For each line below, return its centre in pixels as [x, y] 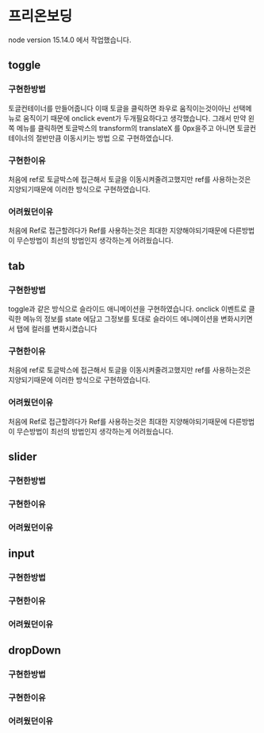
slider [23, 456]
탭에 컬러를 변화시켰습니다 [57, 328]
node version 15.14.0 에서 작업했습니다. [70, 40]
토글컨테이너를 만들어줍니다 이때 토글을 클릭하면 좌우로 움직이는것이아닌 [120, 108]
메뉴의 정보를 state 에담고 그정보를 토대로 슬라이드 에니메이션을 [121, 318]
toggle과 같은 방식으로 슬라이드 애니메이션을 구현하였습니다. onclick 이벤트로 [128, 309]
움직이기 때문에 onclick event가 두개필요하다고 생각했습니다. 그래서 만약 [134, 118]
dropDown [35, 651]
